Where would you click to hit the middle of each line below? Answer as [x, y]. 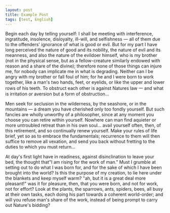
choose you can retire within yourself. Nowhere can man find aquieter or [81, 120]
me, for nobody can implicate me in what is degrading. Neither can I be [79, 72]
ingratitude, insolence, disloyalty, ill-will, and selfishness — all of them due [83, 39]
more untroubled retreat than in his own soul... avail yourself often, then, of [83, 125]
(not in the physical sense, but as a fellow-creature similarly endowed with [83, 61]
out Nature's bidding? [28, 205]
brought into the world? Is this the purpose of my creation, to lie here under [83, 173]
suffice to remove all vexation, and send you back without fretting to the [80, 141]
